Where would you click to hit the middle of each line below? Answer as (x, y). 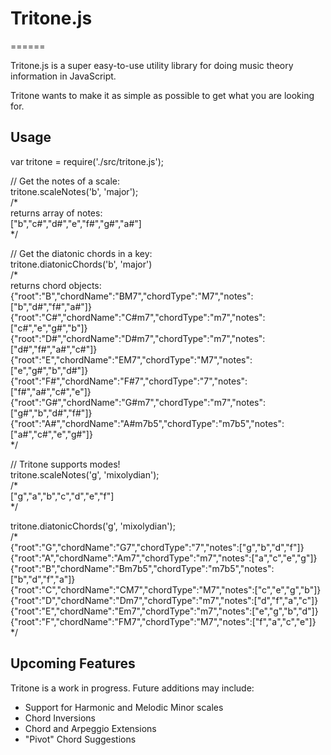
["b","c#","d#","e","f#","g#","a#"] (76, 223)
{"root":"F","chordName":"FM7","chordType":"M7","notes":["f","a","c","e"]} (163, 621)
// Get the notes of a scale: (65, 181)
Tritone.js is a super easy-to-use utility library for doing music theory (152, 65)
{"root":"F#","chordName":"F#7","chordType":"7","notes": (129, 381)
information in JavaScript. (63, 76)
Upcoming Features (73, 663)
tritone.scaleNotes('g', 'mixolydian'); (85, 474)
